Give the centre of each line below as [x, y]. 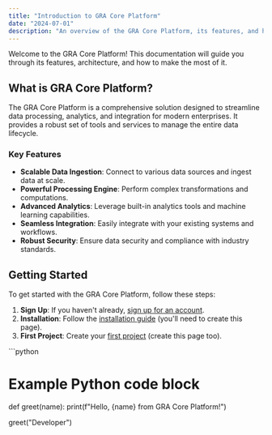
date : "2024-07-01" [41, 23]
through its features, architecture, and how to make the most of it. [118, 62]
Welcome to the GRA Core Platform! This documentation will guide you [126, 54]
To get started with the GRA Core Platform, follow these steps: [112, 294]
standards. [38, 249]
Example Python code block [104, 384]
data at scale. [43, 181]
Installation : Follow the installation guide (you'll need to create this [131, 319]
